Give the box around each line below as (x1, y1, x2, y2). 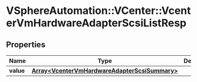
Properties (6, 40, 46, 49)
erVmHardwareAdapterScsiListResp (6, 16, 186, 30)
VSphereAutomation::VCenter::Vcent (6, 4, 191, 17)
